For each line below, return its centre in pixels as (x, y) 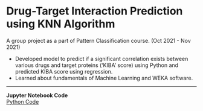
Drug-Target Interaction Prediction (95, 11)
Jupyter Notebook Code (37, 95)
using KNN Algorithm (61, 24)
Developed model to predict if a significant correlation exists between (101, 59)
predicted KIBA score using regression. (64, 71)
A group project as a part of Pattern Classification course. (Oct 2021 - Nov (99, 40)
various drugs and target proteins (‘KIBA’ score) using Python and (97, 65)
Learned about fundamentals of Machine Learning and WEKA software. (104, 78)
